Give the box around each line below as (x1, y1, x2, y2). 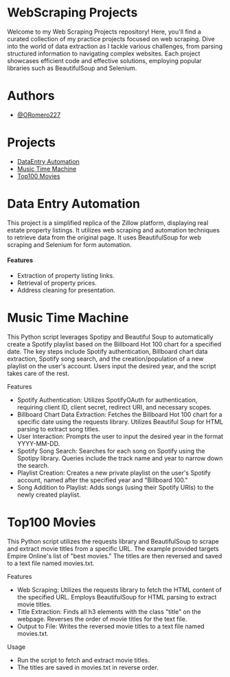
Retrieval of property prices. (16, 278, 97, 287)
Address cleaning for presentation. (16, 286, 115, 294)
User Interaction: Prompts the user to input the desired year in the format (16, 432, 224, 440)
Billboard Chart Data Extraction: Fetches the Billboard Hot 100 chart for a (16, 410, 222, 418)
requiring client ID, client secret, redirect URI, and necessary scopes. (16, 403, 211, 411)
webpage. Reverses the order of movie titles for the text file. (16, 615, 187, 623)
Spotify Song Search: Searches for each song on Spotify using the (16, 447, 205, 455)
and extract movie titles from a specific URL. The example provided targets (7, 544, 220, 553)
